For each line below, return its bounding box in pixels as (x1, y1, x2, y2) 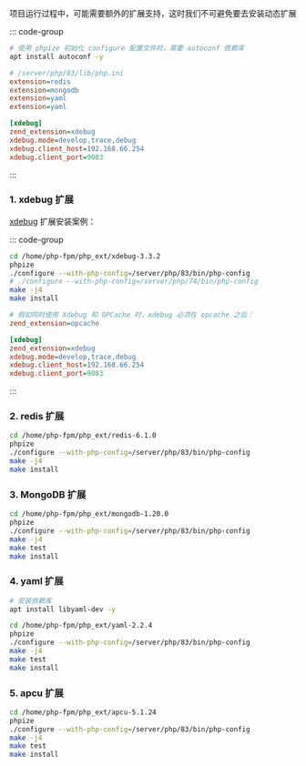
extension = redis (9, 76, 71, 86)
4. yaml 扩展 (9, 575, 64, 588)
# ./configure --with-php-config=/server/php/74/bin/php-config (9, 277, 259, 287)
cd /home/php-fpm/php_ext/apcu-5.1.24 (9, 708, 157, 717)
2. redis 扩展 (9, 410, 65, 423)
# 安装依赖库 (9, 596, 52, 605)
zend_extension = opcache (9, 318, 100, 328)
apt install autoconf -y (9, 52, 104, 61)
